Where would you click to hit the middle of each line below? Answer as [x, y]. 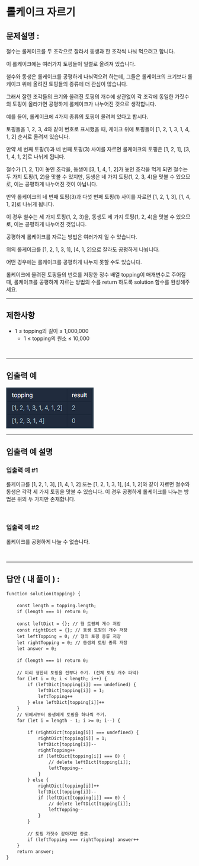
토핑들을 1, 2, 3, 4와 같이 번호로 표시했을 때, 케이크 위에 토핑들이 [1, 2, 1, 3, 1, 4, [98, 129]
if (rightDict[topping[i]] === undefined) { [83, 733]
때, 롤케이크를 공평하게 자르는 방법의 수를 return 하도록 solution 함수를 [88, 282]
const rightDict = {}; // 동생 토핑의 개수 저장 [72, 630]
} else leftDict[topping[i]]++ [66, 703]
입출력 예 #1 [22, 470]
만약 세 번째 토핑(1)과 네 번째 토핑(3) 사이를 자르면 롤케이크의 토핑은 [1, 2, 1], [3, [98, 149]
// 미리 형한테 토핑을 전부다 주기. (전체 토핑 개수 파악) [78, 673]
